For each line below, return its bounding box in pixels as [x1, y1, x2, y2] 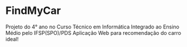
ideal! [5, 35, 19, 42]
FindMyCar [5, 4, 61, 17]
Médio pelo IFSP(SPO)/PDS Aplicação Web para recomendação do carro [5, 29, 181, 36]
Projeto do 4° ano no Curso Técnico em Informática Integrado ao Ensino [5, 23, 180, 30]
